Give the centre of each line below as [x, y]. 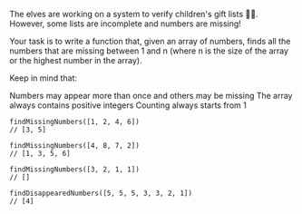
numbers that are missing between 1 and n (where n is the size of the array [149, 51]
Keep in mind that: [44, 78]
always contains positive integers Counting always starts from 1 [128, 105]
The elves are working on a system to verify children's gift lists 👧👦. [134, 14]
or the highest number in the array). [76, 60]
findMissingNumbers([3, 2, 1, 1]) [75, 170]
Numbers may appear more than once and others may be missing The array [151, 96]
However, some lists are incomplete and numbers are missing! [126, 24]
